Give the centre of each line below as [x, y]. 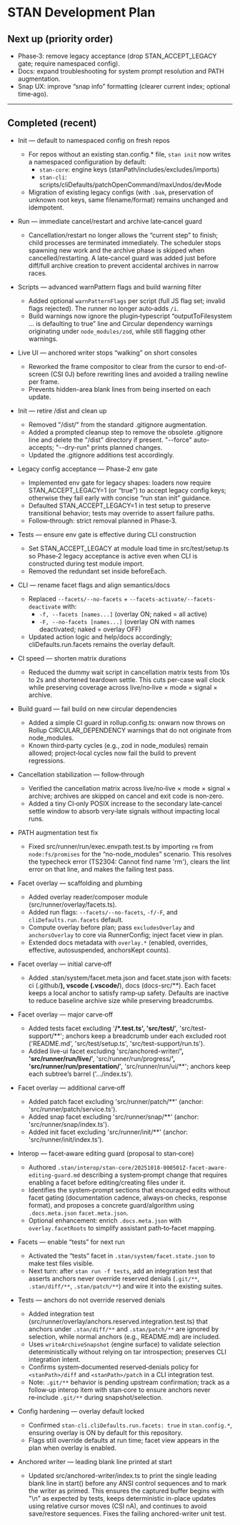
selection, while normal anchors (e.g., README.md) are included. [124, 1336]
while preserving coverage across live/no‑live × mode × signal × [123, 687]
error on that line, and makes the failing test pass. [101, 869]
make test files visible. [61, 1263]
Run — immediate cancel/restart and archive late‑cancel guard [110, 221]
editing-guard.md [54, 1175]
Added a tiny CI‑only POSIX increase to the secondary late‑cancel [125, 803]
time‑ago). [33, 94]
